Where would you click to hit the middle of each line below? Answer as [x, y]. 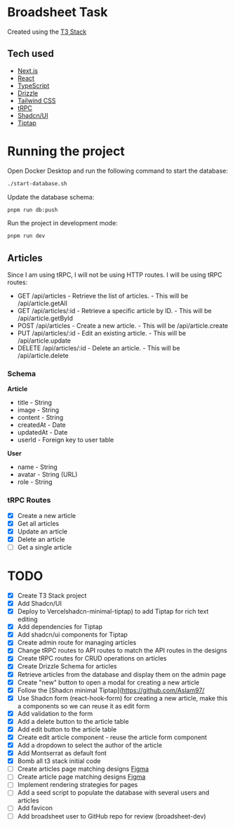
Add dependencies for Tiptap [60, 627]
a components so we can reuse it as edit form [83, 706]
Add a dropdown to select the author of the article [90, 746]
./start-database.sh [38, 183]
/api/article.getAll [42, 303]
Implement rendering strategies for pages [78, 785]
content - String [40, 418]
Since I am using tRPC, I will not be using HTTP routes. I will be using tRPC [115, 275]
